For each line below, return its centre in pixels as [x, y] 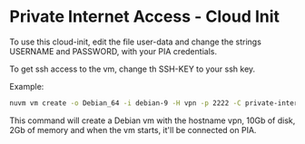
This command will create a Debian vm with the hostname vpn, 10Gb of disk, [152, 120]
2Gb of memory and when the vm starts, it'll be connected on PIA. [133, 130]
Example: [27, 86]
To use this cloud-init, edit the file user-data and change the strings [135, 42]
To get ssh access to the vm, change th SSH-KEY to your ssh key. [133, 69]
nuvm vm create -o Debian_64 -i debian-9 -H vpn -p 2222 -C [126, 103]
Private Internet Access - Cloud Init [144, 17]
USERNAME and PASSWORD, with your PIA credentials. [113, 51]
